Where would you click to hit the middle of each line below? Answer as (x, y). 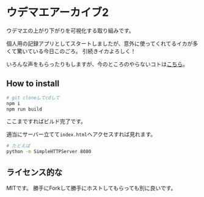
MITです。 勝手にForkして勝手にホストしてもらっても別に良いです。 (91, 188)
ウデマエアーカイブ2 (57, 13)
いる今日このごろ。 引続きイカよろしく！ (84, 51)
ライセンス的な (35, 172)
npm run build (24, 109)
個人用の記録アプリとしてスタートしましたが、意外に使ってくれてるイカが (100, 43)
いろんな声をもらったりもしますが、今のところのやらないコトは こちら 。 (97, 64)
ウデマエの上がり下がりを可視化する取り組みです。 (70, 30)
